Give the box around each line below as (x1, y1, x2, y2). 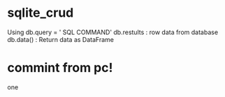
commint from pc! (7, 60, 113, 76)
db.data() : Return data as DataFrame (7, 35, 114, 43)
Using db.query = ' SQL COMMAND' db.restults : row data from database (7, 28, 219, 36)
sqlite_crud (7, 5, 74, 21)
